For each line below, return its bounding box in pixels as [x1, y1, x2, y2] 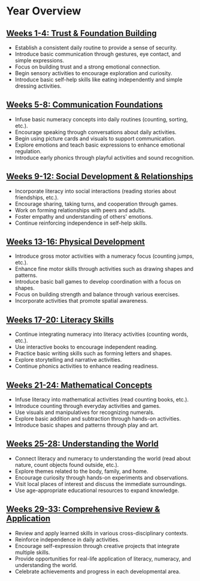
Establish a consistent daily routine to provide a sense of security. [14, 44, 178, 51]
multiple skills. [14, 549, 50, 556]
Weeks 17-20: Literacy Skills [6, 314, 114, 325]
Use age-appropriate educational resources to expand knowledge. [14, 487, 180, 494]
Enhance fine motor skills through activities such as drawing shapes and [14, 266, 193, 273]
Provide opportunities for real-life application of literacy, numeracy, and [14, 555, 192, 562]
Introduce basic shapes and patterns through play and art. [14, 422, 159, 429]
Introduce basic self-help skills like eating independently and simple [14, 76, 183, 83]
